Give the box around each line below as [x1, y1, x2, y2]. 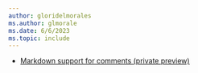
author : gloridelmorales [8, 11, 92, 20]
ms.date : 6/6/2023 [8, 26, 70, 34]
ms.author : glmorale [8, 19, 78, 27]
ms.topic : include [8, 34, 70, 43]
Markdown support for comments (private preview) [19, 56, 191, 66]
